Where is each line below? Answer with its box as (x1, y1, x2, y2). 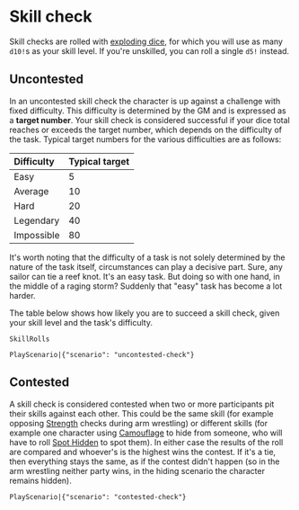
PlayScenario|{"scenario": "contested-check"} (9, 492, 187, 501)
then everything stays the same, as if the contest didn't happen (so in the (9, 456, 280, 467)
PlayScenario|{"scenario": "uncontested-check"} (9, 350, 195, 359)
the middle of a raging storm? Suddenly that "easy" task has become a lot (9, 281, 283, 291)
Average (13, 184, 49, 197)
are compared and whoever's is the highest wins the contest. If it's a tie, (9, 446, 277, 457)
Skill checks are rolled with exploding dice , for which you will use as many (9, 36, 283, 47)
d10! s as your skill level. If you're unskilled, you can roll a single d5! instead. (9, 45, 290, 56)
